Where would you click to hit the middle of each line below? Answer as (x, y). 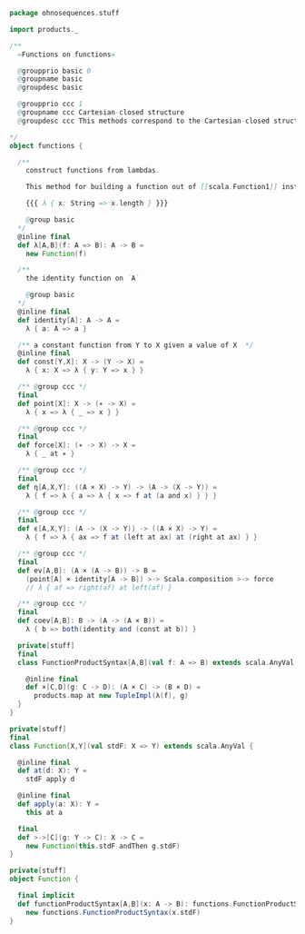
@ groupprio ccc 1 (50, 104)
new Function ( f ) (57, 253)
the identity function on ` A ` (83, 278)
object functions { (46, 145)
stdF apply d (50, 780)
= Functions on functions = (67, 55)
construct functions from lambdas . (93, 171)
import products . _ (44, 29)
